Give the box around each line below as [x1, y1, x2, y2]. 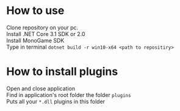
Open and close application [6, 85, 75, 92]
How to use [6, 4, 65, 18]
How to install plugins [6, 65, 118, 79]
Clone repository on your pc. [6, 24, 79, 31]
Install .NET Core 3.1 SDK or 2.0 [6, 30, 85, 37]
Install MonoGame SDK [6, 37, 65, 44]
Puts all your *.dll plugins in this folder [6, 98, 106, 105]
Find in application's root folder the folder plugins [6, 91, 131, 98]
